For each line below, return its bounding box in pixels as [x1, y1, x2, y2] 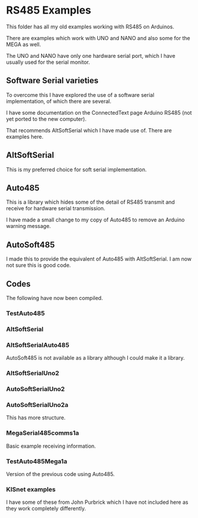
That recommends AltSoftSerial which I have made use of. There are [6, 126, 172, 133]
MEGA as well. [6, 41, 41, 48]
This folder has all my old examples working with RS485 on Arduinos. [6, 23, 174, 30]
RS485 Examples [6, 4, 91, 17]
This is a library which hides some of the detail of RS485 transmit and [6, 198, 175, 206]
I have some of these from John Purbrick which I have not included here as [6, 499, 189, 506]
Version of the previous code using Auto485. [6, 470, 115, 477]
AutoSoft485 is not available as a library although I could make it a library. [6, 354, 185, 361]
